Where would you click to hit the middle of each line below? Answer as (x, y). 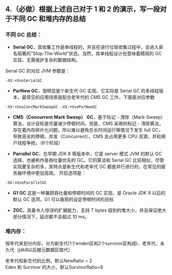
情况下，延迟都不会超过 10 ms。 (56, 216)
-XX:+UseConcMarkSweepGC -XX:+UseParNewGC (51, 107)
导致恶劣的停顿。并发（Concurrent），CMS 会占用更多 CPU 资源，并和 (87, 136)
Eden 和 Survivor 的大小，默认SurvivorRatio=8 (54, 267)
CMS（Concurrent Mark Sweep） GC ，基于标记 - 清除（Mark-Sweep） (89, 117)
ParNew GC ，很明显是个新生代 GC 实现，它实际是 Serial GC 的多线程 (86, 90)
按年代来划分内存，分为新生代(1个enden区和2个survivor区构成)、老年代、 (83, 243)
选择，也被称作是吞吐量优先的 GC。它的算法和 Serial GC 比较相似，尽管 (89, 160)
